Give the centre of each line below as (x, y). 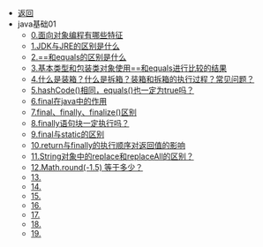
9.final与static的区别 (67, 134)
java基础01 (37, 24)
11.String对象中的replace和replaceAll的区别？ (112, 156)
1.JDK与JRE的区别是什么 (75, 46)
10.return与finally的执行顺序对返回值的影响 (108, 145)
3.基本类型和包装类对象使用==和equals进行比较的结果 (129, 68)
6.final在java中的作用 (69, 101)
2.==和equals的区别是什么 (79, 57)
